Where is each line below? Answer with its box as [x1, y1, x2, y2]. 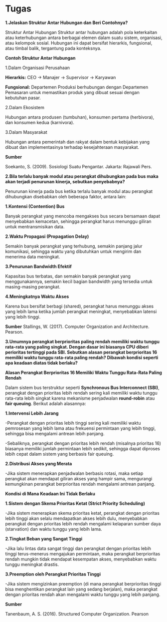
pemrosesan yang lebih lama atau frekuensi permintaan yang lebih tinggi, [5, 425, 156, 431]
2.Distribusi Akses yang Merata [5, 460, 72, 466]
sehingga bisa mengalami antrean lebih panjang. [5, 430, 105, 436]
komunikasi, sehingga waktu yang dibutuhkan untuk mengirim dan [5, 248, 142, 254]
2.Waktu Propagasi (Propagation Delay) [5, 233, 89, 239]
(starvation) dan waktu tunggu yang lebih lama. [5, 526, 102, 532]
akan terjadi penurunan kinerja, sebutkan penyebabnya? [5, 178, 125, 184]
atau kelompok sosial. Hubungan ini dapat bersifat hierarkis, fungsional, [5, 40, 153, 46]
